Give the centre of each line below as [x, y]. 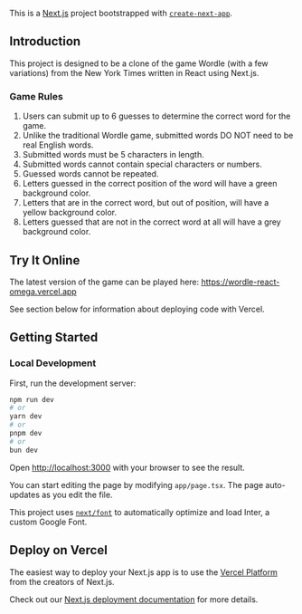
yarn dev [26, 417]
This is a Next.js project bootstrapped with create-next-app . [121, 13]
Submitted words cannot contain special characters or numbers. [142, 164]
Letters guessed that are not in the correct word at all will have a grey [152, 222]
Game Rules [36, 96]
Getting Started [54, 337]
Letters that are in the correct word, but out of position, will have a [146, 203]
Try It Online [45, 260]
